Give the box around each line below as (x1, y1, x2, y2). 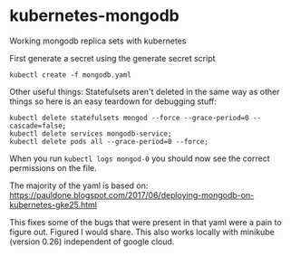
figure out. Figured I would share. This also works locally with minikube (9, 226, 275, 237)
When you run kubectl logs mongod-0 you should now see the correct (9, 153, 270, 164)
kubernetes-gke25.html (9, 199, 98, 210)
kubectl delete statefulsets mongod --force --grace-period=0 (9, 113, 249, 122)
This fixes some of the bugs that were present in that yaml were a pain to (9, 216, 283, 227)
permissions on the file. (9, 162, 97, 173)
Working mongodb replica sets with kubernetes (9, 35, 187, 46)
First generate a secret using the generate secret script (9, 52, 216, 63)
